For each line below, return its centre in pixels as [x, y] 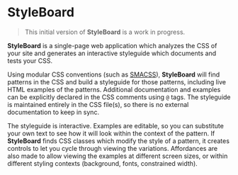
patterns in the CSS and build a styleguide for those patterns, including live [117, 81]
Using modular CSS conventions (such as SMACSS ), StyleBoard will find [114, 74]
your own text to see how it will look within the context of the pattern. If [111, 133]
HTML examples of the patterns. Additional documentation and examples [114, 89]
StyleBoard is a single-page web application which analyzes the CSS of [112, 45]
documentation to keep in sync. [53, 112]
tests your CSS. [30, 60]
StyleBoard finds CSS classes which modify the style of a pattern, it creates [119, 141]
